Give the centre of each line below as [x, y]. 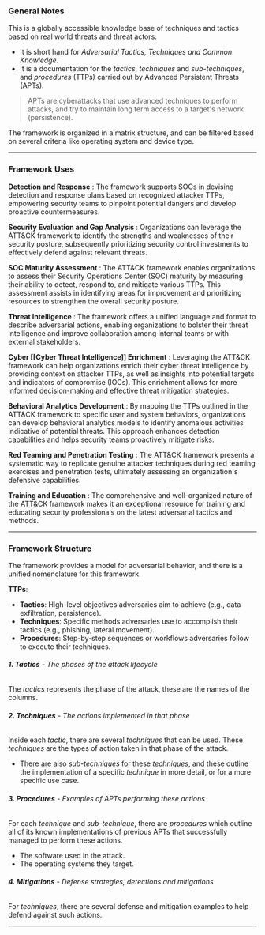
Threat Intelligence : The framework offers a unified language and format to [132, 316]
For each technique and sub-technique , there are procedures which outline [130, 823]
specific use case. [49, 781]
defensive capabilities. [45, 480]
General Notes [36, 11]
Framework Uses [41, 169]
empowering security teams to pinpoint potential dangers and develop [122, 203]
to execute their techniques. [65, 647]
